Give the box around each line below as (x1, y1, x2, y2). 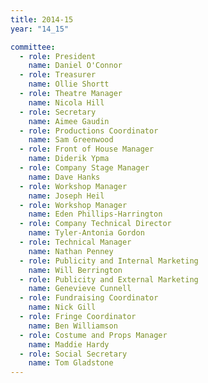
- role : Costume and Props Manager (19, 330, 168, 340)
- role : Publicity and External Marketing (19, 274, 199, 285)
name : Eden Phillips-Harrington (28, 209, 163, 220)
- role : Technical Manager (19, 237, 132, 247)
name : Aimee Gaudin (28, 116, 110, 126)
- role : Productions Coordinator (19, 126, 159, 136)
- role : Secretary (19, 107, 97, 117)
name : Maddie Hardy (28, 339, 110, 350)
